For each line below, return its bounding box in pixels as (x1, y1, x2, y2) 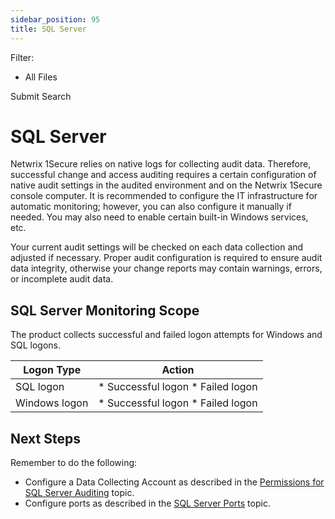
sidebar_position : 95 (10, 14, 101, 25)
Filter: (10, 51, 35, 63)
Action (161, 363, 195, 377)
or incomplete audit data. (10, 273, 114, 285)
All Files (24, 71, 58, 83)
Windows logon (15, 396, 89, 410)
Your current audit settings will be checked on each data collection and (10, 241, 304, 253)
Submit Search (10, 90, 72, 102)
